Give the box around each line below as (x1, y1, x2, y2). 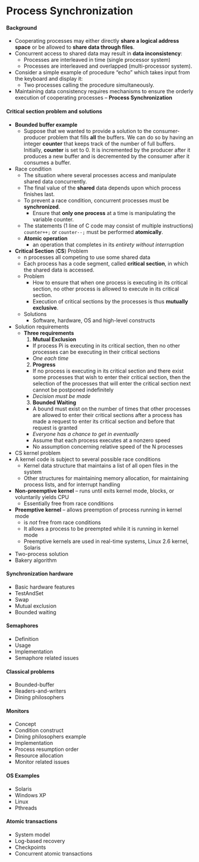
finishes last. (23, 190, 55, 197)
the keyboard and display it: (14, 75, 83, 83)
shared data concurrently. (23, 178, 87, 185)
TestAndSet (14, 589, 44, 596)
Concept (14, 721, 37, 728)
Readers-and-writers (14, 687, 67, 694)
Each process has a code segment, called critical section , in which (23, 260, 189, 267)
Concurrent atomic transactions (14, 850, 93, 857)
